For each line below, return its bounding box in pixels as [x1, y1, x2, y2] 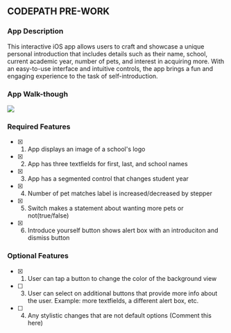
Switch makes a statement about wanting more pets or [27, 204, 184, 213]
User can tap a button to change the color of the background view [27, 274, 217, 282]
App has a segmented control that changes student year [27, 174, 189, 183]
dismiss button [27, 234, 70, 242]
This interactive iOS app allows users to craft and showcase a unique [7, 42, 205, 51]
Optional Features [7, 251, 69, 261]
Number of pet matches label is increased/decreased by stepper [27, 189, 213, 197]
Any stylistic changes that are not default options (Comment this [27, 311, 212, 319]
